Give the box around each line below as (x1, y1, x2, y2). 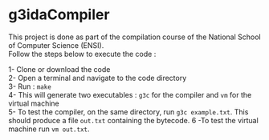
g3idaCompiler (8, 6, 110, 24)
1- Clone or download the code (8, 64, 111, 74)
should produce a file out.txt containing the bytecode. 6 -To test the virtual (8, 115, 259, 125)
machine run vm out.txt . (8, 124, 90, 134)
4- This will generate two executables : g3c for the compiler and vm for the (8, 90, 252, 99)
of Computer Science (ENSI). (8, 40, 104, 50)
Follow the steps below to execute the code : (8, 49, 157, 58)
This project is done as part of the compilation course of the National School (8, 32, 261, 42)
